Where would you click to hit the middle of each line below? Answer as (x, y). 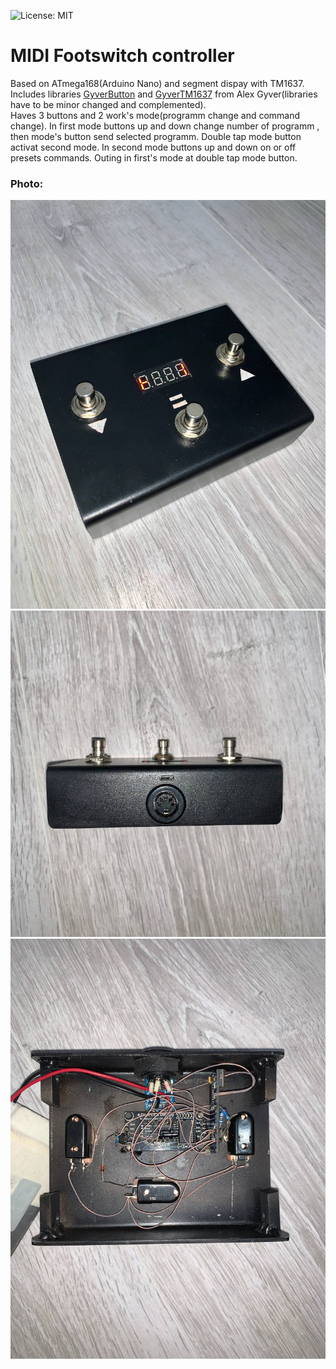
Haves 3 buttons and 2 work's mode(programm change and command (155, 115)
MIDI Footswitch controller (122, 56)
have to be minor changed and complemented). (108, 104)
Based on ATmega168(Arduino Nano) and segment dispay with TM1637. (157, 83)
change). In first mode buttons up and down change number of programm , (165, 126)
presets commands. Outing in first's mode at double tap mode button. (154, 157)
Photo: (27, 183)
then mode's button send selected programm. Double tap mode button (156, 136)
